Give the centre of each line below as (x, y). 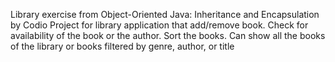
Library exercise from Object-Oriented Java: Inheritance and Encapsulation (165, 14)
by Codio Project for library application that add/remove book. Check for (159, 25)
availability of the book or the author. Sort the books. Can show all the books (168, 35)
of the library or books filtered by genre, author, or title (122, 46)
